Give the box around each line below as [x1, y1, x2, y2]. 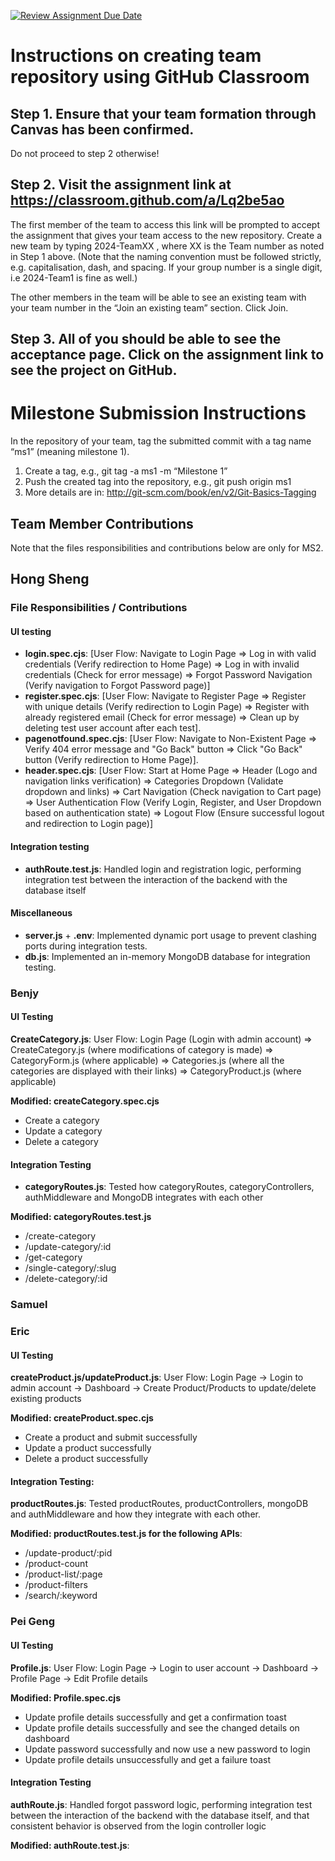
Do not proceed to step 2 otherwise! [10, 148, 160, 159]
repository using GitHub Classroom [10, 66, 310, 89]
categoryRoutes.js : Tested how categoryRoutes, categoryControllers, [24, 1181, 315, 1193]
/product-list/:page [24, 1568, 103, 1580]
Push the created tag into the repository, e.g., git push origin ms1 [24, 476, 292, 488]
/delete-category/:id [24, 1273, 108, 1285]
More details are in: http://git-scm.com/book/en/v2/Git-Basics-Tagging [24, 486, 317, 499]
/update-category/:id [24, 1241, 112, 1253]
